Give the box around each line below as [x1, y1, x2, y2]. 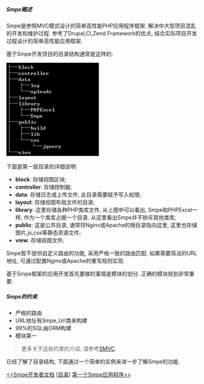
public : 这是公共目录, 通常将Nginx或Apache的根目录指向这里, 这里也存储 [15, 221, 198, 228]
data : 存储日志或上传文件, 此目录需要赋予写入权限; [15, 190, 142, 198]
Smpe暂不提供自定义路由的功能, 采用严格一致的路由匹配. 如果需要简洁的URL [6, 250, 198, 257]
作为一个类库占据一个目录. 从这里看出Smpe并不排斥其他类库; [23, 214, 177, 221]
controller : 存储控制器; [15, 183, 72, 190]
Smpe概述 [6, 5, 32, 13]
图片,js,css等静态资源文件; [15, 229, 81, 236]
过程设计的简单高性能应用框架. [6, 37, 83, 44]
